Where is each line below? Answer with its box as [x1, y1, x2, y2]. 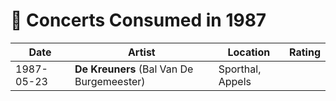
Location [227, 45, 271, 59]
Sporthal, [218, 62, 262, 76]
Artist [127, 45, 156, 59]
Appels [218, 74, 252, 88]
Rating [289, 45, 321, 59]
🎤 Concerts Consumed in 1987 [10, 9, 267, 32]
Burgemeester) [74, 74, 146, 88]
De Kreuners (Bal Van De [74, 62, 194, 76]
